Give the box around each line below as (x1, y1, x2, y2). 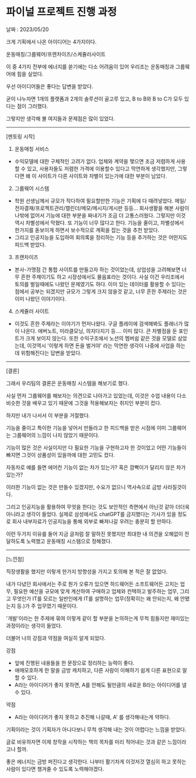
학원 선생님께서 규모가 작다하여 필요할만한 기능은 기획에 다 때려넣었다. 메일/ (14, 197, 187, 204)
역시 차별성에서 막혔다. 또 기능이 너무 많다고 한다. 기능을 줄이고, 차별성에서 (14, 219, 184, 226)
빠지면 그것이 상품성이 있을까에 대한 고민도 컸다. (6, 451, 116, 458)
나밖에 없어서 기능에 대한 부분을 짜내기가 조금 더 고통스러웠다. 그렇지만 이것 (14, 212, 186, 219)
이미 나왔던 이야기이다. (14, 295, 66, 302)
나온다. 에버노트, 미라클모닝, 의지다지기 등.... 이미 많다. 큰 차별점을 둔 (20, 327, 177, 334)
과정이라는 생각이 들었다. (6, 622, 62, 629)
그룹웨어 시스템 (14, 185, 50, 192)
